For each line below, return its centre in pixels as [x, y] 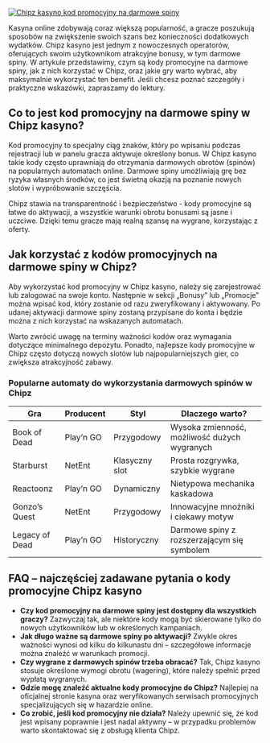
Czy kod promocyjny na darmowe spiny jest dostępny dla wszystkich [138, 610]
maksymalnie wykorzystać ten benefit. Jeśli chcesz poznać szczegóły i [127, 79]
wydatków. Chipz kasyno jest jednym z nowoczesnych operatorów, [119, 45]
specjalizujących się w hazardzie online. [86, 704]
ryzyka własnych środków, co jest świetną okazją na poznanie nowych [125, 179]
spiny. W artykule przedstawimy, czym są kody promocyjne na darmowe [128, 62]
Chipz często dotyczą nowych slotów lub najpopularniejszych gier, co [124, 353]
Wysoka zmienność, [208, 427]
